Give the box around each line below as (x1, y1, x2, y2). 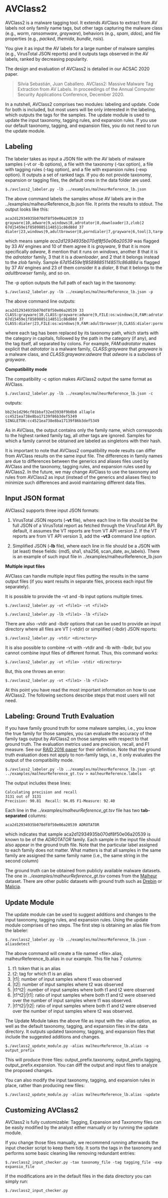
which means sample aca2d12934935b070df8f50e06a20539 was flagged (5, 238, 159, 244)
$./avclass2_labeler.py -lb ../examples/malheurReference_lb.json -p (5, 289, 153, 294)
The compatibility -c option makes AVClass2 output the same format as (5, 376, 152, 382)
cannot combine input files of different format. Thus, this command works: (5, 649, 158, 655)
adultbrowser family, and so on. (5, 270, 70, 276)
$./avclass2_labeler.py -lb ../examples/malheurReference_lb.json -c (5, 391, 153, 396)
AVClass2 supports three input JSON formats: (5, 507, 100, 513)
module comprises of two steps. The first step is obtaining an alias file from (5, 922, 161, 928)
